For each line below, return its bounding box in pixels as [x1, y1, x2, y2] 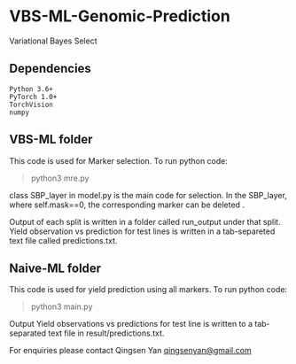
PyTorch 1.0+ [9, 92, 58, 101]
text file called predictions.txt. [9, 235, 118, 245]
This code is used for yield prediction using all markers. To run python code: [9, 284, 288, 295]
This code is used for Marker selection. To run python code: [9, 155, 229, 166]
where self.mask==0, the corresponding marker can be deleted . [9, 199, 245, 210]
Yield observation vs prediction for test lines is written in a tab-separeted [9, 226, 276, 236]
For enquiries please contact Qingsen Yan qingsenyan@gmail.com [9, 345, 252, 356]
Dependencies [9, 61, 91, 76]
